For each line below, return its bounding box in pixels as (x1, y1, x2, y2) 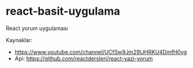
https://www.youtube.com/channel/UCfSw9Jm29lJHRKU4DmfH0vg (14, 48, 187, 56)
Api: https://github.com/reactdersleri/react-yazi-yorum (14, 55, 153, 62)
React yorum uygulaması (6, 25, 69, 32)
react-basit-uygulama (6, 4, 121, 18)
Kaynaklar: (6, 36, 33, 43)
